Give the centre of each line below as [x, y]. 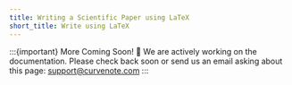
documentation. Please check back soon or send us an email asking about [146, 61]
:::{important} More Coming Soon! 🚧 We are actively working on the [133, 51]
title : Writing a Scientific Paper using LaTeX [100, 17]
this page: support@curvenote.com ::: [79, 70]
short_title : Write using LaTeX [69, 26]
